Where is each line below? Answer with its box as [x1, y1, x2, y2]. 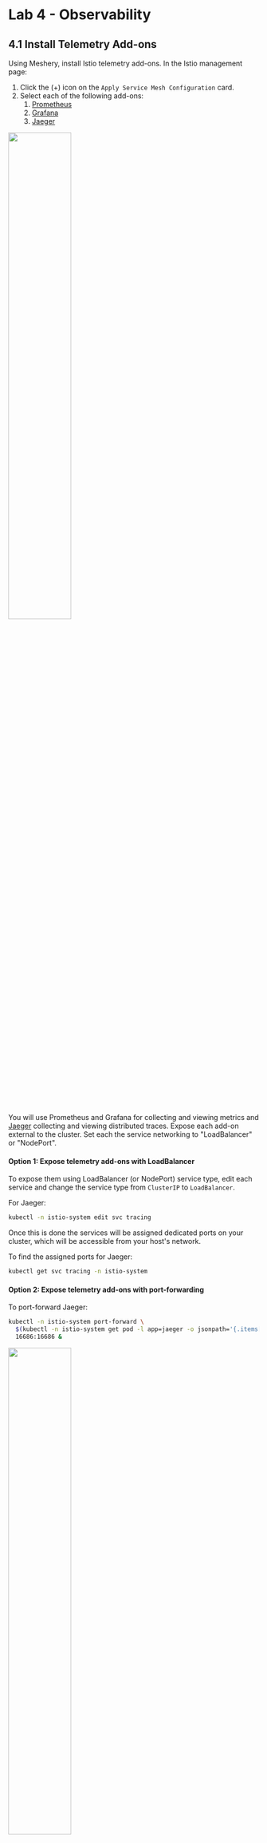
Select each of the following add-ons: [19, 91, 144, 101]
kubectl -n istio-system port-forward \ [8, 1318, 145, 1326]
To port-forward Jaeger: [8, 1302, 88, 1312]
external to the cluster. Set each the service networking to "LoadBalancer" [8, 1130, 253, 1139]
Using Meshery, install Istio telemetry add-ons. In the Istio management [8, 58, 243, 68]
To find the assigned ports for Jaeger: [8, 1252, 133, 1261]
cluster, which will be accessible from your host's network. [8, 1237, 202, 1246]
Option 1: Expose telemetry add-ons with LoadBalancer [8, 1156, 195, 1166]
